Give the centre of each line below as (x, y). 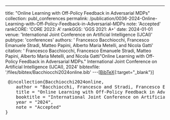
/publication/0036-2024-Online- (123, 18)
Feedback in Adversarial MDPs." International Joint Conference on (88, 62)
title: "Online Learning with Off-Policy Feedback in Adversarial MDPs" (78, 13)
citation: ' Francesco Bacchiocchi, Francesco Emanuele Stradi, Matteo (78, 51)
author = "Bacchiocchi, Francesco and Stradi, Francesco (88, 87)
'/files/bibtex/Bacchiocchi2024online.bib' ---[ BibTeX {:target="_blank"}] (80, 72)
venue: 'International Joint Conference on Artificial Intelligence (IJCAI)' (79, 34)
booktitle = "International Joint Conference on (77, 97)
